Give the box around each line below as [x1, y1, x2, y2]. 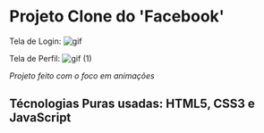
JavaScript [9, 110, 72, 126]
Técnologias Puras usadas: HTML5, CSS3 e [9, 96, 255, 112]
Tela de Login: [9, 36, 62, 46]
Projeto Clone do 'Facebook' [9, 6, 226, 27]
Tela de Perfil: [9, 53, 61, 63]
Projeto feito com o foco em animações [9, 70, 155, 81]
